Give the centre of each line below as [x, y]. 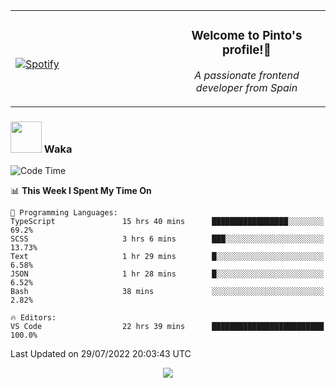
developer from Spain [246, 87]
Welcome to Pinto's [247, 36]
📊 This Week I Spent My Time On [81, 191]
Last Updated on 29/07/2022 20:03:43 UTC [101, 354]
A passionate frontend [247, 75]
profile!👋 [247, 50]
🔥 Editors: [33, 318]
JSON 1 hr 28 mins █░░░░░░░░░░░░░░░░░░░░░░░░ [167, 274]
